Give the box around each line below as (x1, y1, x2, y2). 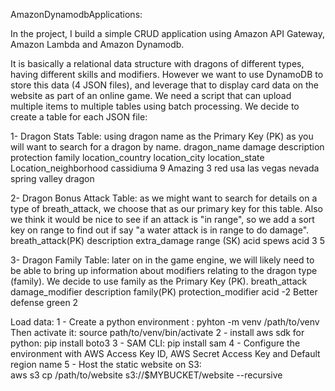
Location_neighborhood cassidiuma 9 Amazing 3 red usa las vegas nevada (10, 162, 320, 174)
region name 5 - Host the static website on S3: (10, 359, 202, 370)
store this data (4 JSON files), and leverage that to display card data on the (10, 79, 320, 91)
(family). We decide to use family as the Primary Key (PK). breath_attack (10, 275, 308, 287)
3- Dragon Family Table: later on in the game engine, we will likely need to (10, 254, 315, 266)
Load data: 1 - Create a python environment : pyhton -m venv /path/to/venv (10, 316, 320, 328)
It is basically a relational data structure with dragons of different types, (10, 58, 305, 69)
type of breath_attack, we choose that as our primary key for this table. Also (10, 203, 323, 214)
